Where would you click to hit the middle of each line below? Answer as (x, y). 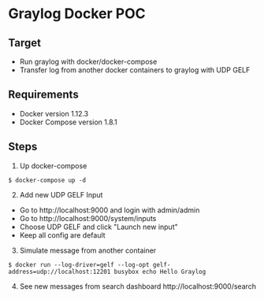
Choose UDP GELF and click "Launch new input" (99, 227)
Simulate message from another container (88, 250)
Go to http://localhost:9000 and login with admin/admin (110, 210)
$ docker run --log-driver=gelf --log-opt (79, 264)
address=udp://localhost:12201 (59, 271)
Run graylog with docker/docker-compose (88, 61)
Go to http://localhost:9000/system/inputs (88, 218)
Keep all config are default (62, 235)
